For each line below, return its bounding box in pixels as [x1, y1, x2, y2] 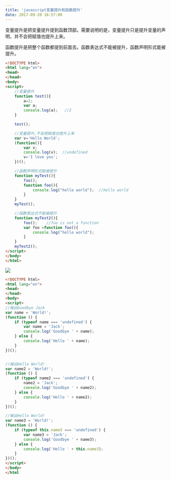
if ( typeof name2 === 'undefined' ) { [14, 376, 95, 381]
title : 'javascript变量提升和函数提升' [5, 7, 83, 13]
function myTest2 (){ [14, 215, 58, 220]
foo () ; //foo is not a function [23, 220, 99, 225]
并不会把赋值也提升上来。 [14, 33, 68, 39]
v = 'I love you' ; [23, 155, 58, 160]
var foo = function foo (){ [23, 225, 79, 230]
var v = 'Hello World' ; [14, 135, 60, 140]
